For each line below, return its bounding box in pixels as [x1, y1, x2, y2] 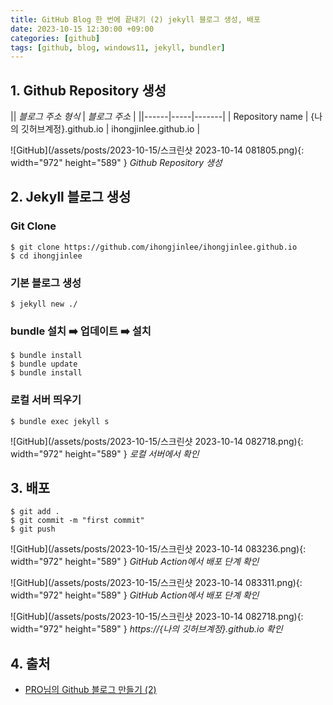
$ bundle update [10, 359, 78, 370]
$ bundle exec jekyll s [10, 416, 110, 426]
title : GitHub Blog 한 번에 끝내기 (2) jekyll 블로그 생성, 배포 [10, 14, 261, 25]
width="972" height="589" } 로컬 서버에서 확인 [10, 447, 200, 460]
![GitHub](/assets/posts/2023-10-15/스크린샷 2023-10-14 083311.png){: [10, 577, 303, 589]
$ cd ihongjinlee [10, 251, 83, 261]
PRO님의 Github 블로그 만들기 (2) [24, 684, 157, 696]
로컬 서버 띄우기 [10, 393, 82, 407]
